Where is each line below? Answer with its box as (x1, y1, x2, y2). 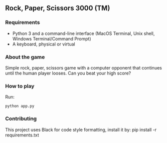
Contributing (5, 115, 37, 122)
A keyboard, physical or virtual (12, 41, 76, 47)
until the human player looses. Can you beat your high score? (5, 70, 131, 76)
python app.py (5, 103, 35, 109)
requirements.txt (5, 132, 39, 138)
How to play (5, 82, 35, 89)
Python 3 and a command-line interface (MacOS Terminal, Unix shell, (12, 30, 155, 36)
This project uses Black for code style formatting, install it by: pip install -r (5, 126, 157, 132)
